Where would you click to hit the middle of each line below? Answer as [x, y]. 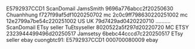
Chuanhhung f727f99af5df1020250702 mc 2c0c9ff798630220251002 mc [97, 15]
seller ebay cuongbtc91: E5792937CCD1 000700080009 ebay [82, 40]
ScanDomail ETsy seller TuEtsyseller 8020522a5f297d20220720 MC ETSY [97, 27]
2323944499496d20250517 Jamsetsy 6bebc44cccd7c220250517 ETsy [95, 34]
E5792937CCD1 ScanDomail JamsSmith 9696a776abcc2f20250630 [90, 9]
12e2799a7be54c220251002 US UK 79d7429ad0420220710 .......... [89, 21]
